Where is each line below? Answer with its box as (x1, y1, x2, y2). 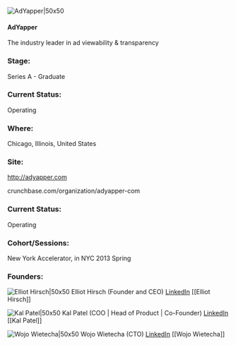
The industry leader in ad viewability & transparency (7, 39, 159, 47)
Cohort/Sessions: (7, 238, 69, 248)
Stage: (7, 56, 30, 66)
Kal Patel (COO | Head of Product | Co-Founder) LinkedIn (61, 309, 228, 317)
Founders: (7, 272, 44, 282)
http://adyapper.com (7, 173, 67, 181)
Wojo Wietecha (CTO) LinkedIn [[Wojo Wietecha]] (80, 330, 225, 339)
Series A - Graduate (7, 72, 66, 80)
